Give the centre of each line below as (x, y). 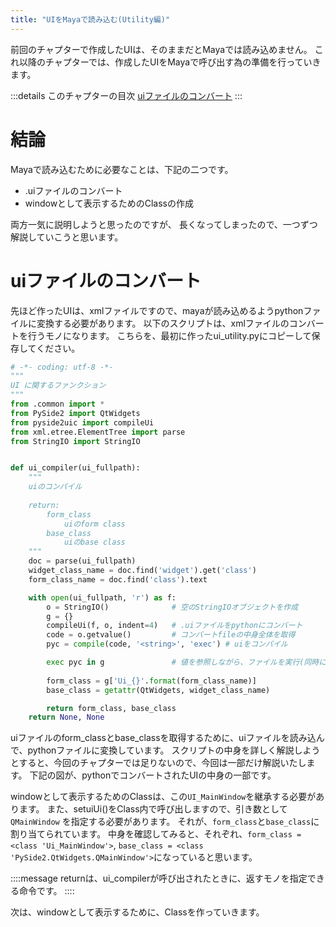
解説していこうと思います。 (67, 237)
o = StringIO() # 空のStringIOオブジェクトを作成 (172, 607)
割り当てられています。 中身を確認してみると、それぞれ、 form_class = (156, 834)
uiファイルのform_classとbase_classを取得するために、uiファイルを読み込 (163, 738)
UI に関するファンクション (58, 386)
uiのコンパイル (55, 487)
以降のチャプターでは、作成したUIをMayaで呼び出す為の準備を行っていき (170, 62)
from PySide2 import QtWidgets (75, 413)
